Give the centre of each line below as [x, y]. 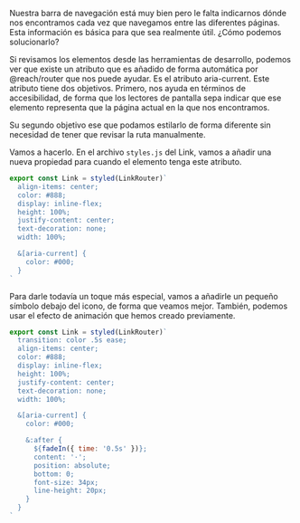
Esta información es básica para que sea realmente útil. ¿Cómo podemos [145, 32]
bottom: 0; [54, 474]
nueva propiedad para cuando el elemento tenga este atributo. [126, 162]
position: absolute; [72, 465]
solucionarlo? [34, 42]
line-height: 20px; [70, 491]
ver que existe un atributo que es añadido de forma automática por [134, 69]
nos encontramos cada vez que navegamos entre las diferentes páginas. [145, 23]
